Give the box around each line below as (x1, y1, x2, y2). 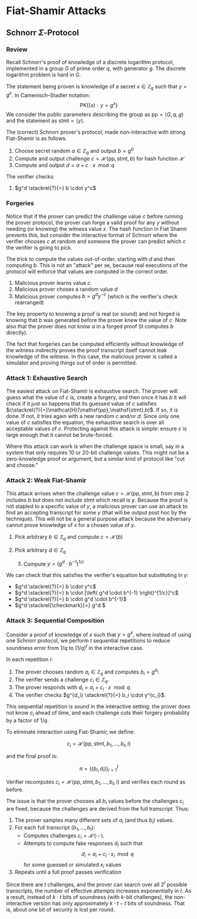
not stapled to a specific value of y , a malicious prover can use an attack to (6, 502, 188, 510)
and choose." (6, 461, 38, 469)
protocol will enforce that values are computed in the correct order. (6, 268, 169, 275)
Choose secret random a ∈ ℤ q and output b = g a (14, 146, 134, 155)
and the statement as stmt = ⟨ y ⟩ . (6, 117, 85, 124)
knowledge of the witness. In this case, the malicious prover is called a (6, 353, 178, 360)
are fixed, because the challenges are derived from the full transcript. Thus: (6, 805, 189, 812)
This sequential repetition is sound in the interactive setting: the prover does (6, 702, 191, 710)
